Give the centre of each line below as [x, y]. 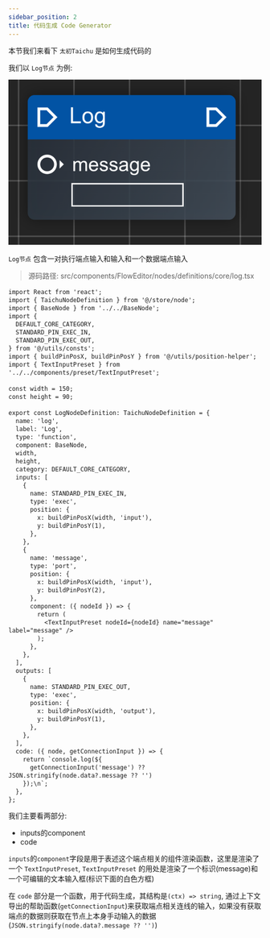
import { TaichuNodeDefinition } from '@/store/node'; [102, 301]
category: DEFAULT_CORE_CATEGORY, [73, 470]
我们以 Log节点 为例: [41, 68]
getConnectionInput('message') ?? [88, 768]
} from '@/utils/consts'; [51, 349]
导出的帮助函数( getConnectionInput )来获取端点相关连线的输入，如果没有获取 [135, 906]
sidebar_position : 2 [43, 17]
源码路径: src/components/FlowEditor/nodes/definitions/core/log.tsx [141, 276]
